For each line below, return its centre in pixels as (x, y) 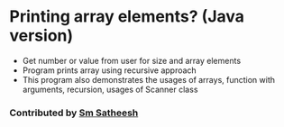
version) (41, 36)
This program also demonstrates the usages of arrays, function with (149, 79)
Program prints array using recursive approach (109, 70)
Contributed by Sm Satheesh (74, 113)
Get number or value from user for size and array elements (132, 60)
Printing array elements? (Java (127, 17)
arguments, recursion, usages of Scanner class (110, 89)
